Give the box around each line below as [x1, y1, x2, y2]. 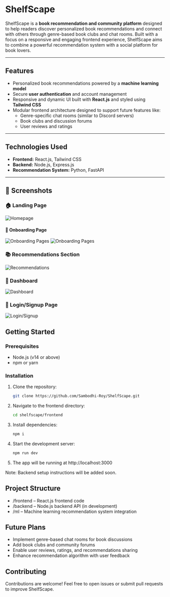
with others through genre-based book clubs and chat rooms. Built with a [5, 31, 158, 37]
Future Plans [5, 523, 46, 532]
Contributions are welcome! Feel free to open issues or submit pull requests [5, 581, 163, 587]
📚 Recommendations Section [5, 251, 80, 258]
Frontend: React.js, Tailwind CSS [12, 156, 82, 162]
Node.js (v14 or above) [12, 354, 60, 360]
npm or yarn [12, 360, 38, 366]
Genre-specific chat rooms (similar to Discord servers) [20, 113, 134, 119]
